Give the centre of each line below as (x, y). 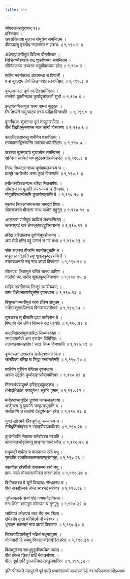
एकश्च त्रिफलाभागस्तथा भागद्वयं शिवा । (34, 204)
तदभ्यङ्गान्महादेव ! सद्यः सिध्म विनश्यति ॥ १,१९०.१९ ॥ (49, 344)
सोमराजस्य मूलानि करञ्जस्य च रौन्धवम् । (37, 189)
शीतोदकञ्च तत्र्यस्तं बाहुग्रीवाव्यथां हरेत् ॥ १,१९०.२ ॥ (46, 66)
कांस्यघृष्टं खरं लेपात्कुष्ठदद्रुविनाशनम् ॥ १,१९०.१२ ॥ (46, 225)
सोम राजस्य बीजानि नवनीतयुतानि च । (34, 250)
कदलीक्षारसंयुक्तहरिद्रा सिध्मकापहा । (33, 333)
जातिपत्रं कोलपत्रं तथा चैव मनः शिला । (34, 513)
